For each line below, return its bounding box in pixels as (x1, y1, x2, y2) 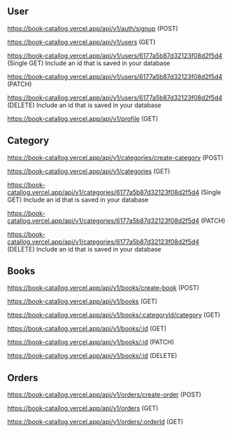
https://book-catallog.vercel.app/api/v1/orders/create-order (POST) (7, 390, 201, 399)
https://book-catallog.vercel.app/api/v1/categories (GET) (7, 167, 171, 175)
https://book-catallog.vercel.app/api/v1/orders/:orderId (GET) (7, 418, 184, 426)
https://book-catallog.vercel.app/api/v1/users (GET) (7, 38, 156, 46)
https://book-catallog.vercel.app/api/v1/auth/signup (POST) (7, 24, 178, 32)
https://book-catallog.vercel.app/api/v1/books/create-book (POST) (7, 284, 200, 292)
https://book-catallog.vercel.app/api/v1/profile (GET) (7, 114, 159, 123)
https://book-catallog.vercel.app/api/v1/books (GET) (7, 297, 158, 305)
